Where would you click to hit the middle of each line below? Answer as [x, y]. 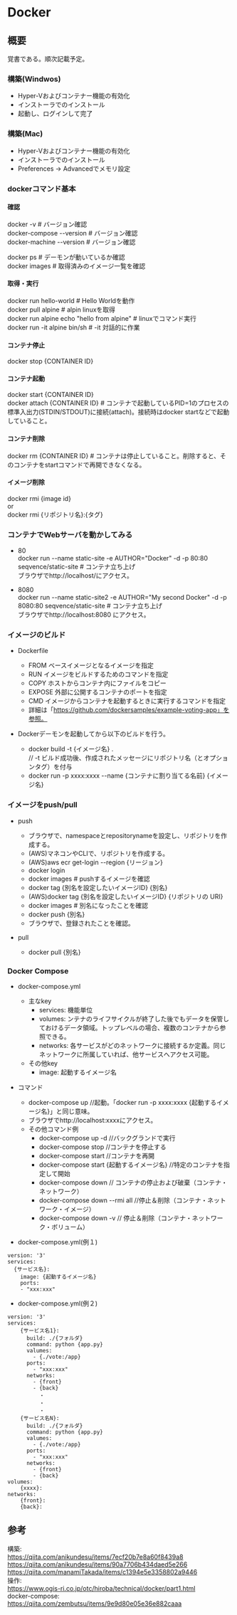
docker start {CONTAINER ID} [51, 395]
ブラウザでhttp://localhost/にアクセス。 [75, 576]
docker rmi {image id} [39, 498]
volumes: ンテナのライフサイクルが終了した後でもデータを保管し [134, 1019]
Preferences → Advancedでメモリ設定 [74, 169]
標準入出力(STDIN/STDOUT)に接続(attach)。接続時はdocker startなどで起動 [118, 412]
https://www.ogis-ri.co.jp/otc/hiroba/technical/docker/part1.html [101, 1588]
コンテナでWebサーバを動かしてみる [70, 534]
